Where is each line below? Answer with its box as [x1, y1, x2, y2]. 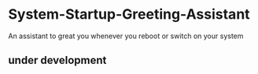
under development [8, 54, 107, 67]
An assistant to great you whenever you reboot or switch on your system [8, 31, 244, 41]
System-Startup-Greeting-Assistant [8, 5, 250, 23]
